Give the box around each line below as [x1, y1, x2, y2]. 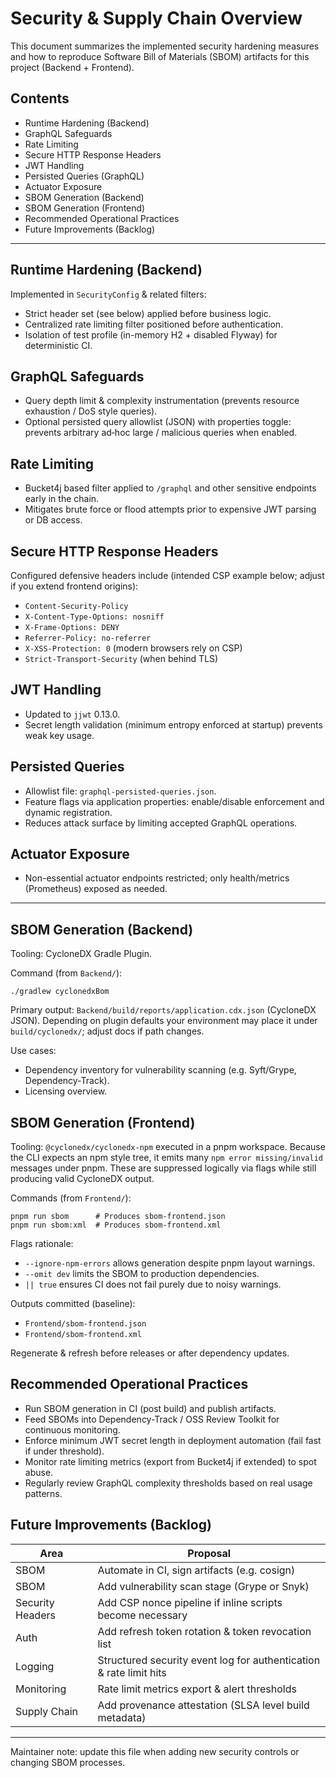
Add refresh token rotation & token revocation [97, 1624, 312, 1638]
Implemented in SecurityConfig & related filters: [10, 288, 207, 300]
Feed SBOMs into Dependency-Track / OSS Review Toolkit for [24, 1413, 280, 1425]
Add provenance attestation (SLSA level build [97, 1698, 310, 1712]
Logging [15, 1659, 55, 1673]
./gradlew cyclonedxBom [10, 987, 110, 997]
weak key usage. [24, 729, 95, 741]
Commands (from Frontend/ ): [10, 1192, 132, 1204]
